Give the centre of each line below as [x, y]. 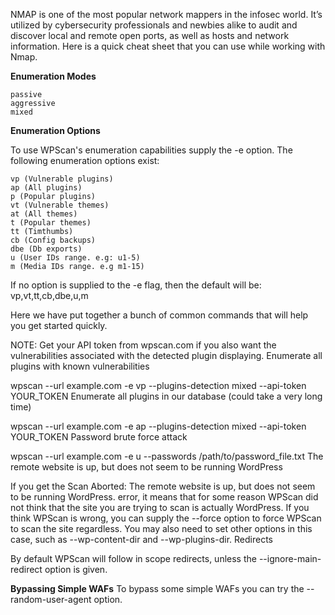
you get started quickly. [59, 325]
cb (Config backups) [53, 240]
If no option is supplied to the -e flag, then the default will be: [136, 285]
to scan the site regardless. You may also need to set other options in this [161, 528]
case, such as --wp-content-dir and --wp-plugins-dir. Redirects [141, 539]
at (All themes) [44, 214]
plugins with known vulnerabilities [80, 366]
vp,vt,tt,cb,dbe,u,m [49, 295]
